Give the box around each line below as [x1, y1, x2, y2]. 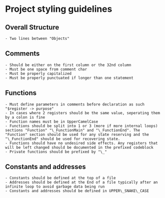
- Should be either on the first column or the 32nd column [5, 63, 132, 67]
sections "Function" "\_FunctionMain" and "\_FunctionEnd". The [5, 128, 140, 132]
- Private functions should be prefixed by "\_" [5, 149, 107, 154]
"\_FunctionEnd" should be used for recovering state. [5, 136, 121, 141]
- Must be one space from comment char [5, 66, 87, 72]
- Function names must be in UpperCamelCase [5, 119, 98, 124]
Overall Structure [5, 23, 59, 32]
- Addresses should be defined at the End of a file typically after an [5, 180, 158, 185]
